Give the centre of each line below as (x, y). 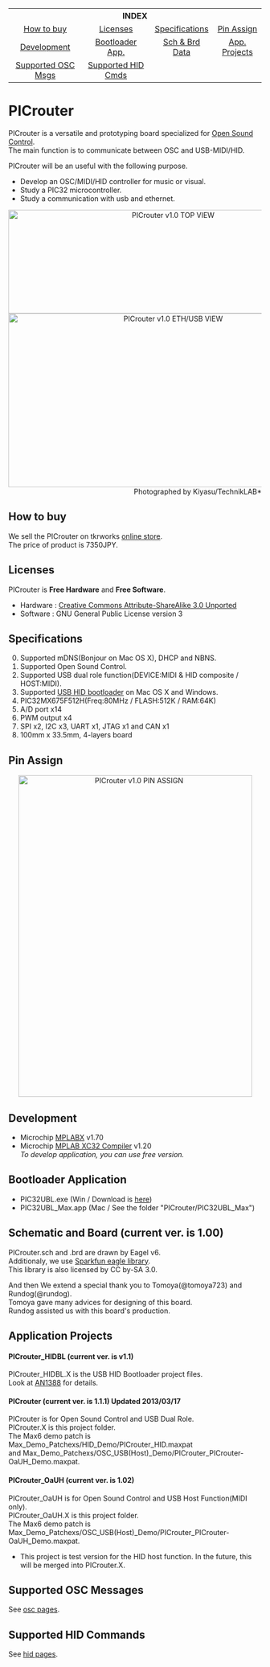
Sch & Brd (182, 42)
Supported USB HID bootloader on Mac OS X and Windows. (119, 692)
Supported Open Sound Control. (73, 667)
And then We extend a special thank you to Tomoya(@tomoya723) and (125, 1285)
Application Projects (60, 1336)
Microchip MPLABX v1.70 (62, 1137)
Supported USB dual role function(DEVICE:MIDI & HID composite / (129, 675)
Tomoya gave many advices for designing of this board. (100, 1302)
